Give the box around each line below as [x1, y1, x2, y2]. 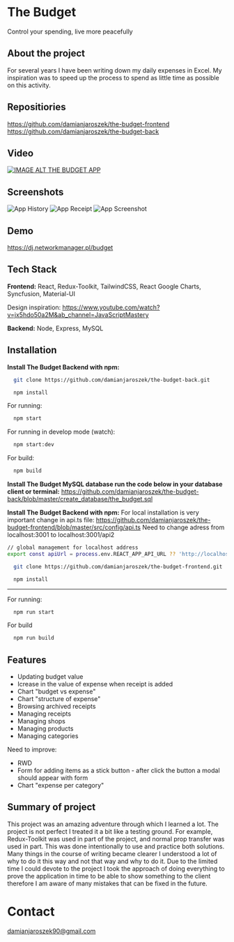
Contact [7, 904, 55, 920]
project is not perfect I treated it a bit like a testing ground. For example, [7, 827, 213, 835]
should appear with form [17, 774, 88, 782]
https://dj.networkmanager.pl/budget [7, 244, 114, 251]
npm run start [13, 608, 54, 615]
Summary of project [7, 801, 96, 814]
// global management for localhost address [7, 544, 139, 551]
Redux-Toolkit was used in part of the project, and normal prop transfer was [7, 834, 225, 843]
